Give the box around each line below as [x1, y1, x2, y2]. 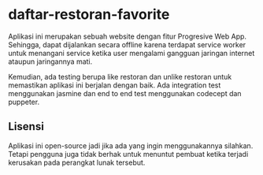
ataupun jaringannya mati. [8, 57, 93, 66]
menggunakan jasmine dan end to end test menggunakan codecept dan [8, 88, 242, 98]
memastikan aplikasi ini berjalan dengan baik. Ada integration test [8, 80, 221, 90]
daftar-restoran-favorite [8, 6, 170, 24]
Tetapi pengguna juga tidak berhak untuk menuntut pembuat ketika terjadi [8, 149, 249, 158]
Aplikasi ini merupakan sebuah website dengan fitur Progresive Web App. [8, 32, 246, 41]
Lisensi [8, 120, 45, 133]
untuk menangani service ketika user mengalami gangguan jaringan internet [8, 48, 255, 58]
